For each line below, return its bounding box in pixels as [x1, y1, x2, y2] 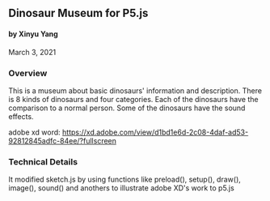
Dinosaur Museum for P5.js [8, 6, 149, 20]
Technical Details [8, 156, 78, 167]
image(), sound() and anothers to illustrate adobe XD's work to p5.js [8, 183, 234, 193]
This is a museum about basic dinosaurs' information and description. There [8, 85, 263, 96]
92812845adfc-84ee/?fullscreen [8, 135, 117, 145]
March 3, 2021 [8, 47, 57, 57]
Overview [8, 67, 48, 79]
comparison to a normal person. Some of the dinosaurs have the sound [8, 103, 246, 113]
